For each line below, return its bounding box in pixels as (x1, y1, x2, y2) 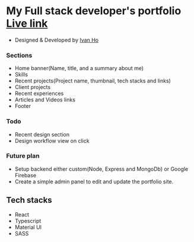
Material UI (14, 224, 42, 231)
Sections (6, 51, 33, 59)
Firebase (14, 171, 37, 179)
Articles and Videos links (14, 96, 76, 103)
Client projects (14, 84, 51, 91)
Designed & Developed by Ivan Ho (14, 36, 99, 43)
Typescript (14, 217, 42, 224)
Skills (14, 71, 28, 78)
